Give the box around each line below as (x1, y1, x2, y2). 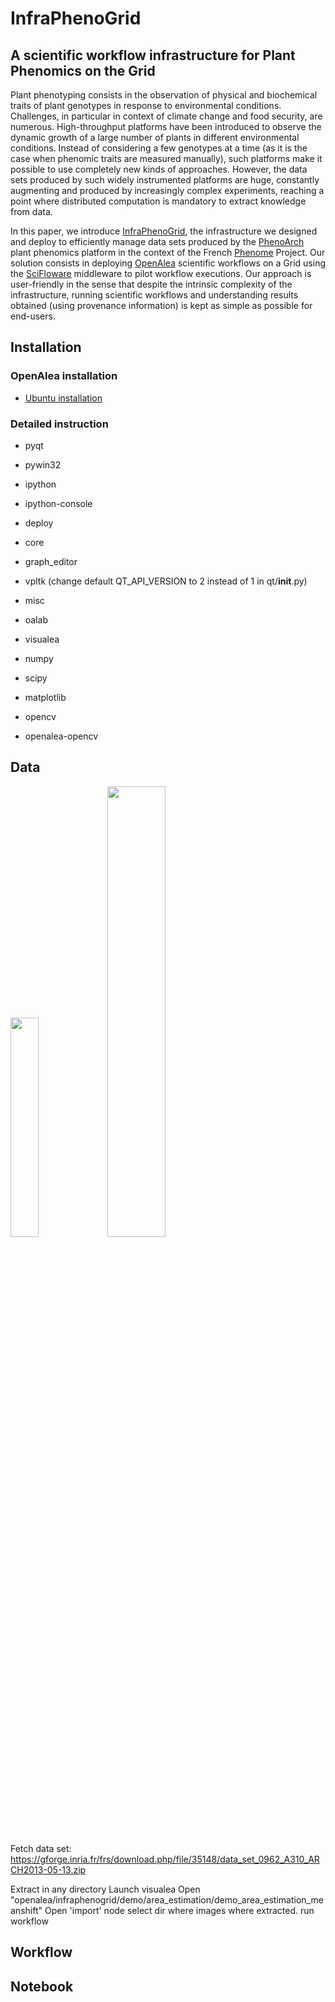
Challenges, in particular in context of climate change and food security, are (10, 110, 323, 122)
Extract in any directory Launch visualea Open (10, 1883, 201, 1895)
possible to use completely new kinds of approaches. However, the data (10, 163, 308, 175)
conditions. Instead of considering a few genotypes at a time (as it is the (10, 142, 308, 154)
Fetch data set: (10, 1842, 72, 1854)
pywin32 (24, 458, 62, 471)
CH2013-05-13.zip (10, 1863, 87, 1876)
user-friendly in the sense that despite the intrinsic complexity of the (10, 278, 293, 290)
